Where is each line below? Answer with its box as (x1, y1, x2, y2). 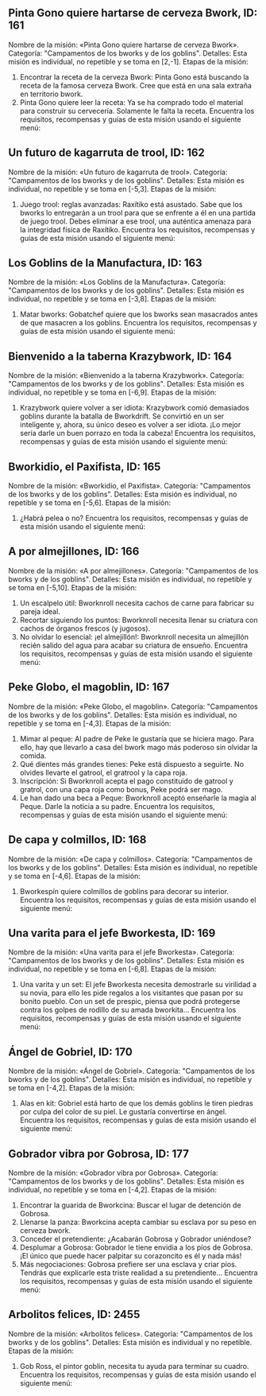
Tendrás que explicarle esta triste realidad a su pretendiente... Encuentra (19, 1268, 258, 1277)
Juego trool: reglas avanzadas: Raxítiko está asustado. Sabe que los (19, 199, 243, 209)
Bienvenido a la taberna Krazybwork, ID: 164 (8, 349, 233, 363)
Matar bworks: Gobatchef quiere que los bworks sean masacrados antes (19, 309, 258, 319)
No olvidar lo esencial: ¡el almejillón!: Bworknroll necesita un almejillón (19, 632, 249, 641)
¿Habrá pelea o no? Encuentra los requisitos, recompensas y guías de (19, 513, 249, 523)
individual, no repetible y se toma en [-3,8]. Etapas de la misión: (8, 294, 217, 304)
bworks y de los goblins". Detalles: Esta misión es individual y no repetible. (8, 1337, 253, 1347)
